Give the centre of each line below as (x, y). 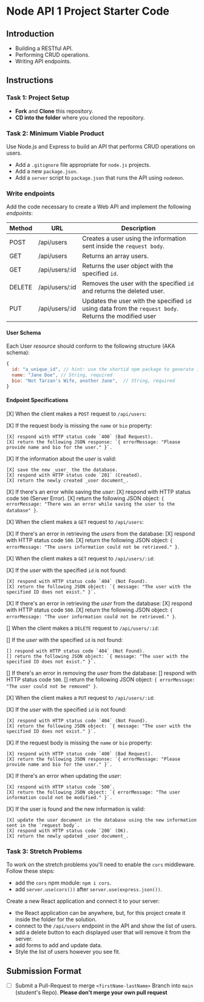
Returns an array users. (115, 256)
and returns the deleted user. (123, 291)
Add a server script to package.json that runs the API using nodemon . (100, 177)
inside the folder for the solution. (56, 919)
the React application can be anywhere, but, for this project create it (100, 913)
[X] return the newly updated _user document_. (68, 836)
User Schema (24, 333)
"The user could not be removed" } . (52, 686)
